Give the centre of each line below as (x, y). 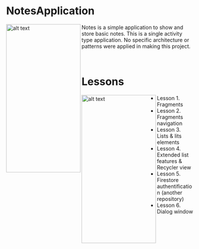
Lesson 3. (169, 129)
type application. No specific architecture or (135, 40)
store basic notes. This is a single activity (132, 33)
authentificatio (175, 186)
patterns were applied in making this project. (136, 46)
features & (170, 161)
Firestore (168, 180)
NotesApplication (50, 11)
